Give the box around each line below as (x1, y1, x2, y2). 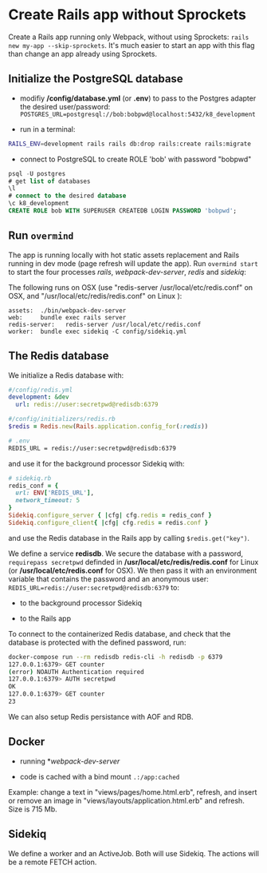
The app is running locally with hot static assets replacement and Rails (8, 250, 240, 260)
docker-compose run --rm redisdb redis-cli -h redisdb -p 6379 (8, 653, 223, 661)
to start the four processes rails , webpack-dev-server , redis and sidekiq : (8, 267, 247, 276)
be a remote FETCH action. (8, 857, 97, 867)
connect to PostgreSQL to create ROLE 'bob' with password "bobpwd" (19, 154, 252, 164)
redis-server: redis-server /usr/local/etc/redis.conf (8, 320, 202, 328)
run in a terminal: (19, 124, 76, 133)
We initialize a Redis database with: (8, 370, 124, 380)
